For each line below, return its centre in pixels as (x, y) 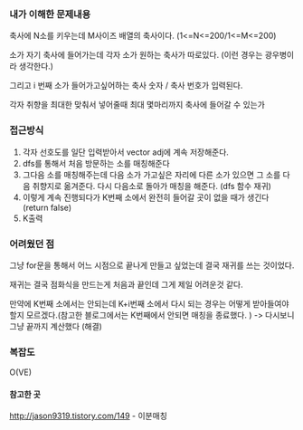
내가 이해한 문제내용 (50, 14)
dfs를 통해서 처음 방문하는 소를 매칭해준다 (96, 163)
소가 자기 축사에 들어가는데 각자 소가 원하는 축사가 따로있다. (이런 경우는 (136, 55)
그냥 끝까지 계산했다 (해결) (56, 326)
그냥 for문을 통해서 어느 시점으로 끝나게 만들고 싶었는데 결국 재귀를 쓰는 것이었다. (152, 265)
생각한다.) (36, 66)
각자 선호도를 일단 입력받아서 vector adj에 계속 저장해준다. (125, 152)
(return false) (47, 207)
